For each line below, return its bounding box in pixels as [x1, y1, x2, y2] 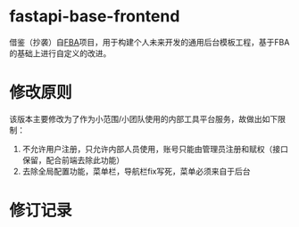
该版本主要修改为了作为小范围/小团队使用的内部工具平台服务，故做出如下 [9, 113, 278, 124]
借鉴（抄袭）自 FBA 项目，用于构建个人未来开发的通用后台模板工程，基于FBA [9, 36, 290, 47]
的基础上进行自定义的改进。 [9, 47, 112, 59]
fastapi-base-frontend [9, 6, 180, 27]
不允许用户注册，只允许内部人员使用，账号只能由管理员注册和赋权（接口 [21, 143, 288, 154]
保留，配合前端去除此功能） [21, 154, 125, 166]
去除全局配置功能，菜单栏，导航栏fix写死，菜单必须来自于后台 [21, 166, 252, 176]
